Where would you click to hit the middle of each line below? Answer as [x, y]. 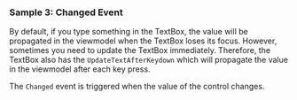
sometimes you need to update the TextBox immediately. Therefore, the [140, 50]
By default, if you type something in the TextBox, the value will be [129, 32]
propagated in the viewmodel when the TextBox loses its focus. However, [143, 41]
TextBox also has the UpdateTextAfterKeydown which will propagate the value [148, 60]
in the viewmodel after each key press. [80, 69]
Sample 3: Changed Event [66, 12]
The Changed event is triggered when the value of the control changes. [137, 87]
